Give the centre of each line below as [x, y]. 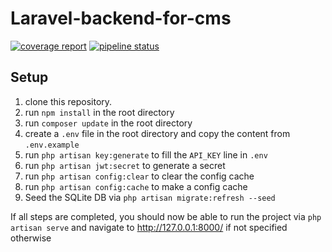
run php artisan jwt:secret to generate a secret [125, 165]
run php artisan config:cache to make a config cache [136, 186]
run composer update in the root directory [108, 123]
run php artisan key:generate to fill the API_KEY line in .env [146, 154]
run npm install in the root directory [99, 112]
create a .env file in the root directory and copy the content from [157, 133]
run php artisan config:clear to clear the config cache [139, 176]
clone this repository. [68, 101]
